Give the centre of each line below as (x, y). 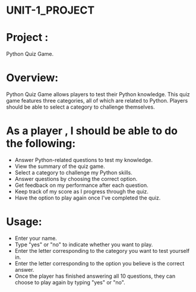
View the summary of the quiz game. (60, 166)
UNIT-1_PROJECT (50, 10)
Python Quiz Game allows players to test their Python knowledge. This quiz (98, 94)
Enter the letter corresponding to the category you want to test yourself (102, 250)
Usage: (24, 222)
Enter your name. (36, 238)
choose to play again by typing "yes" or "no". (70, 282)
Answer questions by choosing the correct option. (76, 179)
